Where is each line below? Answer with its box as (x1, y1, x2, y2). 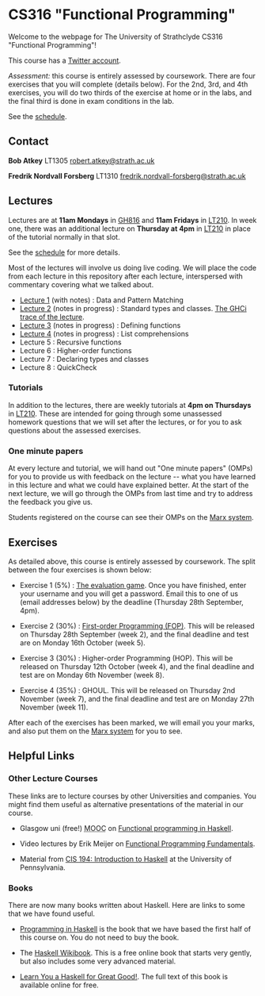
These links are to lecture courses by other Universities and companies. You (8, 791, 257, 801)
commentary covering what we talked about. (8, 279, 154, 289)
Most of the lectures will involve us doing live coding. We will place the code (8, 263, 257, 272)
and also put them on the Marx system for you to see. (8, 726, 183, 736)
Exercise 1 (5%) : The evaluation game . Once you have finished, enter (19, 580, 247, 590)
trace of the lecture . (19, 312, 85, 321)
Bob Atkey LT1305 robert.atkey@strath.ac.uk (8, 156, 155, 165)
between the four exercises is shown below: (8, 565, 152, 575)
